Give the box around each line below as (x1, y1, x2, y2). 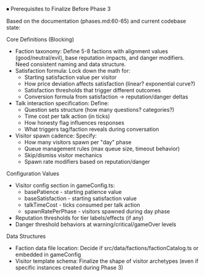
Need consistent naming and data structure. (15, 61, 126, 68)
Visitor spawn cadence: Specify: (15, 132, 97, 139)
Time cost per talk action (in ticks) (24, 113, 110, 120)
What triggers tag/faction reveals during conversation (24, 125, 160, 133)
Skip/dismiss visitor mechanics (24, 152, 103, 158)
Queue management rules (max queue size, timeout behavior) (24, 145, 180, 152)
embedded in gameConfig (15, 251, 81, 258)
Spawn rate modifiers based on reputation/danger (24, 158, 151, 165)
